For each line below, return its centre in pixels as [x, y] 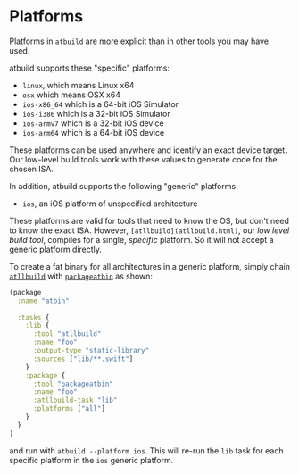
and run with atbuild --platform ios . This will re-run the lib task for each [146, 450]
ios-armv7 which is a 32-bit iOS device [93, 123]
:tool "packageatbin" [73, 384]
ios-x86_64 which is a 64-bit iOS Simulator [100, 104]
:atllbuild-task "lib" [75, 400]
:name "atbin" [43, 301]
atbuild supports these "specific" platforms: [89, 68]
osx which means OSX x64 [71, 95]
